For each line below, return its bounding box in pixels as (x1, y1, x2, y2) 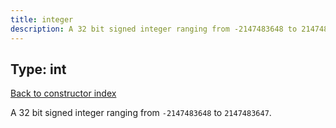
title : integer (10, 14, 74, 25)
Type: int (10, 61, 67, 78)
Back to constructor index (10, 87, 117, 100)
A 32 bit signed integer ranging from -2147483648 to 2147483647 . (10, 107, 272, 119)
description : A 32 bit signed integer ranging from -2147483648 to (10, 24, 298, 34)
